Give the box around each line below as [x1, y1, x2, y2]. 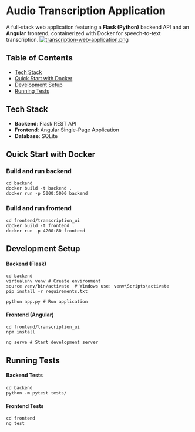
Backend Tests [6, 372, 43, 379]
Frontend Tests [6, 402, 44, 409]
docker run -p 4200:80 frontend [6, 228, 85, 234]
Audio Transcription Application [6, 4, 166, 18]
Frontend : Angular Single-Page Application [14, 126, 119, 133]
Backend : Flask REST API [14, 120, 77, 127]
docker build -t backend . [6, 185, 72, 191]
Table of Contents [6, 53, 73, 63]
